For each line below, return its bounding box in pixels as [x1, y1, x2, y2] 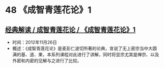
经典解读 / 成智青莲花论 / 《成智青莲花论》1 [5, 25, 136, 34]
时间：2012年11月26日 [12, 40, 58, 45]
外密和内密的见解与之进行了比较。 [12, 58, 82, 64]
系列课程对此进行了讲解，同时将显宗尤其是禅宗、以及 [51, 52, 159, 57]
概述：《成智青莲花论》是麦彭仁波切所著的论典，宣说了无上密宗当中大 [12, 45, 153, 51]
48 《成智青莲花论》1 [5, 4, 92, 16]
